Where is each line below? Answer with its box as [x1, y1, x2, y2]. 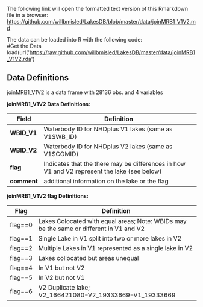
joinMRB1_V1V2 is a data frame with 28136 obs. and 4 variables [7, 89, 163, 96]
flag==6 [10, 286, 33, 295]
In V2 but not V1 [38, 273, 85, 282]
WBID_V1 [10, 128, 37, 137]
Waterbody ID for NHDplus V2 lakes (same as [43, 142, 173, 150]
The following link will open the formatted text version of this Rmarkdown [7, 5, 189, 12]
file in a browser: [7, 11, 49, 19]
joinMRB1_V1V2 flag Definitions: [7, 192, 89, 200]
